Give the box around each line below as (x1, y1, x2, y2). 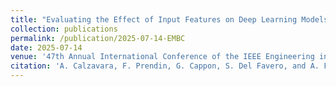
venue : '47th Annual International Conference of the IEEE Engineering (10, 52, 315, 62)
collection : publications (10, 24, 118, 34)
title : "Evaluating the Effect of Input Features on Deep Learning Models (10, 14, 329, 25)
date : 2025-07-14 (10, 42, 83, 53)
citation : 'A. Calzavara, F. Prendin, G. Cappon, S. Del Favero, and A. (10, 61, 320, 71)
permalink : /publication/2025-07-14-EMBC (10, 33, 186, 43)
